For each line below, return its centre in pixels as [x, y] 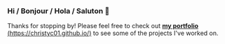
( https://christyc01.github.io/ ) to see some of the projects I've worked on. [113, 33]
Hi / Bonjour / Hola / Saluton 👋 [59, 11]
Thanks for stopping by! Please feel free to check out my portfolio [103, 26]
